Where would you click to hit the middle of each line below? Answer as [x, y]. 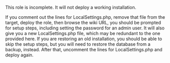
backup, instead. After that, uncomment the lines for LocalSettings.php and [84, 50]
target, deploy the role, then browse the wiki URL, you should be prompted [83, 23]
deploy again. [20, 55]
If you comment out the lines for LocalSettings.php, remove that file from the [85, 17]
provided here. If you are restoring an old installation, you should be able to [84, 39]
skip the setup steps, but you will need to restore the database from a [78, 44]
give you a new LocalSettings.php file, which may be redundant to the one [83, 33]
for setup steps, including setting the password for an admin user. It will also [85, 28]
